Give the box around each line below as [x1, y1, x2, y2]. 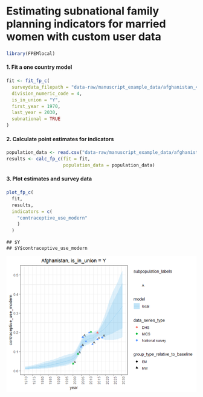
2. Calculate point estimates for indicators [6, 135, 114, 142]
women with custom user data [6, 30, 161, 43]
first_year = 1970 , [11, 103, 61, 109]
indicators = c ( [11, 208, 53, 215]
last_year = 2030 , [11, 110, 59, 116]
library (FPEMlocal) [6, 50, 56, 57]
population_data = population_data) [63, 162, 155, 168]
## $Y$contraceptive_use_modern [6, 246, 88, 252]
